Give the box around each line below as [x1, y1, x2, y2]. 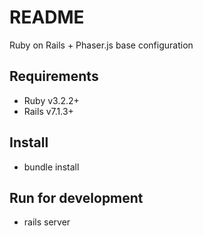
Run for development [9, 189, 144, 206]
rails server [23, 216, 71, 228]
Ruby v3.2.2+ [23, 94, 80, 106]
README [9, 6, 85, 29]
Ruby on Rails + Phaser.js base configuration [9, 39, 194, 51]
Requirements [9, 68, 99, 85]
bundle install [23, 161, 80, 173]
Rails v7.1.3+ [23, 105, 74, 117]
